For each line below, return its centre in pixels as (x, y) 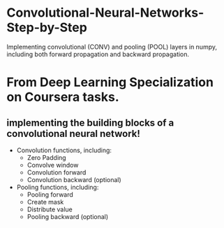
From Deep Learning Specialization (110, 82)
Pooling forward (50, 194)
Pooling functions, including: (58, 187)
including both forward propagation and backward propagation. (98, 54)
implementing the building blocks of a (90, 123)
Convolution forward (57, 172)
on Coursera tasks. (63, 97)
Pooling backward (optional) (68, 216)
